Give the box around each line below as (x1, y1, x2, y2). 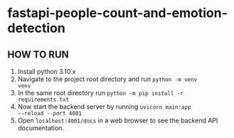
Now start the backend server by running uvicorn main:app (17, 102, 191, 111)
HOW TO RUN (7, 48, 69, 60)
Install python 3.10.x (17, 68, 76, 75)
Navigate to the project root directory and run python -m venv (17, 75, 198, 83)
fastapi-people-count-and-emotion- (7, 5, 228, 21)
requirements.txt (17, 96, 70, 103)
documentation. (17, 124, 64, 132)
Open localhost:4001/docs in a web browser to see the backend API (17, 116, 218, 124)
